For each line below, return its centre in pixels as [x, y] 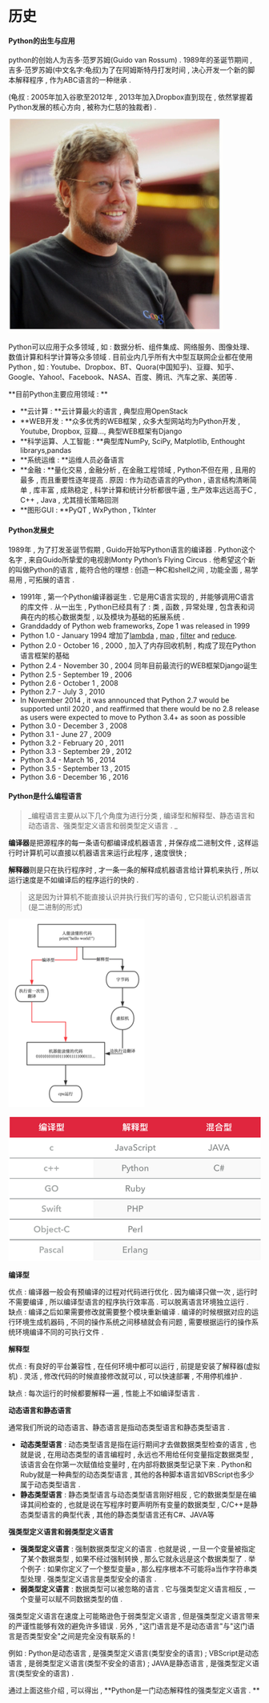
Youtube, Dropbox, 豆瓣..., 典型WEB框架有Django [101, 431]
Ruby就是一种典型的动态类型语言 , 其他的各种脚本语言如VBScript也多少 [137, 1475]
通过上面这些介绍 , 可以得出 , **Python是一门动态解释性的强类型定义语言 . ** [134, 1690]
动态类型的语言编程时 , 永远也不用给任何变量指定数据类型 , [157, 1455]
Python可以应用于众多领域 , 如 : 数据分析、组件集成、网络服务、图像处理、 [131, 347]
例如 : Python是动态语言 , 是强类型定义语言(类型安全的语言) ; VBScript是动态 [134, 1653]
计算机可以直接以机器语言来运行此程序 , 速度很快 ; [104, 853]
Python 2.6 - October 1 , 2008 [69, 682]
